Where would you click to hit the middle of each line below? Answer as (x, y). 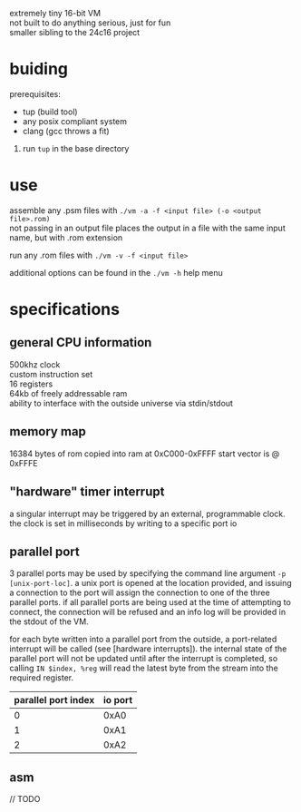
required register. (42, 678)
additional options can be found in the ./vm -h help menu (117, 272)
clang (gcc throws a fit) (66, 131)
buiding (39, 69)
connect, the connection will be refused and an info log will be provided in (148, 612)
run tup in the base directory (76, 148)
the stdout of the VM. (49, 621)
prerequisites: (35, 93)
